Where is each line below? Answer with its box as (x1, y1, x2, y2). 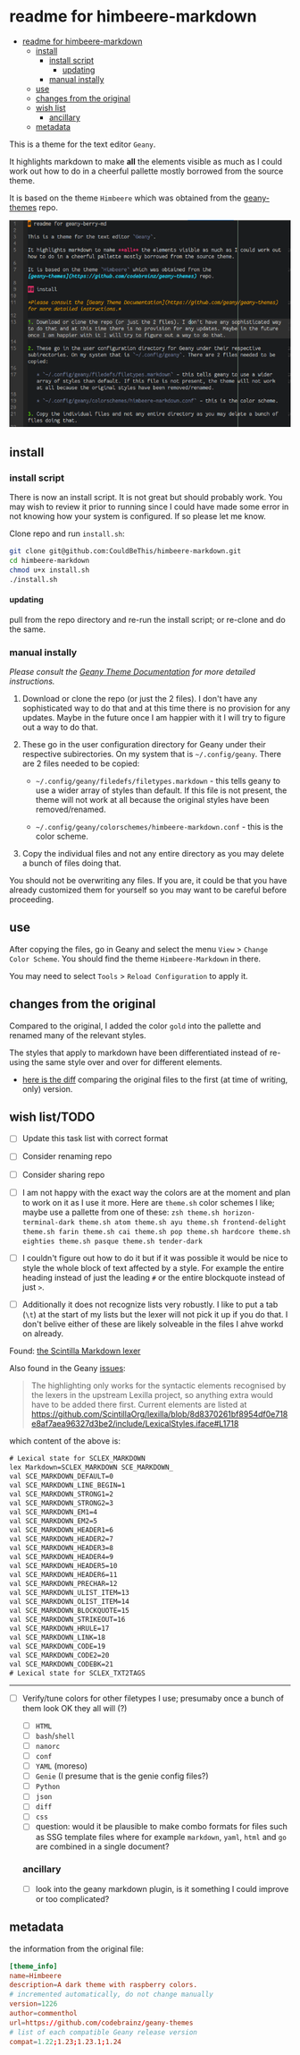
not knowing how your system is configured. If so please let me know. (9, 510, 266, 521)
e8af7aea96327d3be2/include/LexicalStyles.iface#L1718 (30, 1418, 239, 1428)
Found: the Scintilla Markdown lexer (9, 1345, 141, 1356)
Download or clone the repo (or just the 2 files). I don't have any (21, 693, 258, 703)
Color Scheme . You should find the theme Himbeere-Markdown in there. (9, 953, 262, 964)
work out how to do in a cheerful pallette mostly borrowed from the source (9, 166, 284, 176)
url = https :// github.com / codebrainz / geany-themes (9, 2018, 194, 2027)
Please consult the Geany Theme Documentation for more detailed (9, 666, 256, 677)
